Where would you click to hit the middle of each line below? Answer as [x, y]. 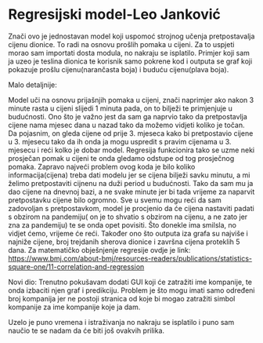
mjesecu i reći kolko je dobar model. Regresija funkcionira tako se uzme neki [131, 150]
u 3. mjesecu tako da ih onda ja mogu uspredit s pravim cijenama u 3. [120, 141]
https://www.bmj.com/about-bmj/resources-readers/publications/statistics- [130, 258]
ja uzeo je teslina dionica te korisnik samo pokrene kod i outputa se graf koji [130, 61]
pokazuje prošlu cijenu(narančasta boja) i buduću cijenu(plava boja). [119, 69]
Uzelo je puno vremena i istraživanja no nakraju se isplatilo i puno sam [121, 322]
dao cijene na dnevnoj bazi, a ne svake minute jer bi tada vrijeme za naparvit [131, 192]
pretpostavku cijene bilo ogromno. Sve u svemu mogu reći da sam [115, 200]
